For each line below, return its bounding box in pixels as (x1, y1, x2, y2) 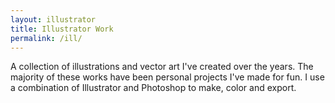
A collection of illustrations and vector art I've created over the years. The (10, 61, 314, 73)
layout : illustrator (10, 14, 97, 25)
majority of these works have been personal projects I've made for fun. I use (10, 71, 325, 83)
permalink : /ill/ (10, 33, 83, 43)
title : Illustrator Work (10, 24, 114, 34)
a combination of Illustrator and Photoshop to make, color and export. (10, 82, 297, 94)
